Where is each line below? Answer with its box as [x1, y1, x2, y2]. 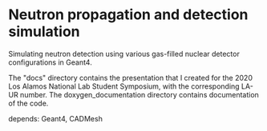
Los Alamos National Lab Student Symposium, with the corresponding [8, 81, 240, 91]
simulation [8, 22, 80, 41]
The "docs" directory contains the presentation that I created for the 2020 [8, 73, 253, 82]
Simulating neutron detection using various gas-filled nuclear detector [8, 49, 241, 58]
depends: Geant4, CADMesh [8, 113, 103, 123]
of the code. [8, 98, 49, 108]
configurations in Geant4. [8, 58, 92, 67]
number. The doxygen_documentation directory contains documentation [19, 89, 259, 99]
